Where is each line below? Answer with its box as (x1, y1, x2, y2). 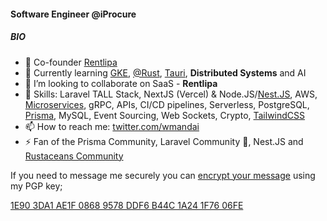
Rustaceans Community (24, 150, 124, 162)
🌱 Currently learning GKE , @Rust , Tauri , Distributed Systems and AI (24, 66, 307, 79)
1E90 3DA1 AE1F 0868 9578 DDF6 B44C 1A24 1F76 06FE (10, 199, 244, 211)
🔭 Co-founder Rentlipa (24, 56, 118, 68)
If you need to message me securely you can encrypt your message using (10, 169, 316, 181)
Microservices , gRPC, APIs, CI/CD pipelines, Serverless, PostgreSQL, (24, 98, 310, 110)
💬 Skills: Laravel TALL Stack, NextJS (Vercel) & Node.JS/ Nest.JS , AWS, (24, 88, 318, 100)
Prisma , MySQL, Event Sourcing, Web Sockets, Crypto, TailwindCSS (24, 109, 306, 121)
